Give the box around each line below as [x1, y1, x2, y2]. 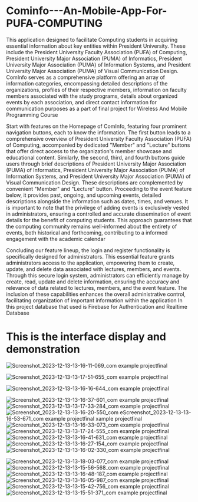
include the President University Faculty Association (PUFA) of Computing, [6, 48, 187, 55]
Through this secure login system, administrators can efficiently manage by [6, 272, 190, 279]
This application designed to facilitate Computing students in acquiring [6, 36, 178, 43]
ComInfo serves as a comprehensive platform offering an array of [6, 74, 165, 81]
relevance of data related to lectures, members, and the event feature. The [6, 284, 187, 291]
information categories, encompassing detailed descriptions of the [6, 80, 168, 87]
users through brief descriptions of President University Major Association [6, 160, 187, 167]
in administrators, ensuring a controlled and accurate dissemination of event [6, 210, 192, 217]
